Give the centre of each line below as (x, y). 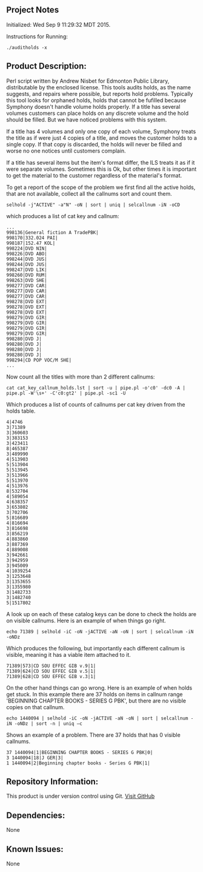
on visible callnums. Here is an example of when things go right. (86, 620)
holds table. (21, 411)
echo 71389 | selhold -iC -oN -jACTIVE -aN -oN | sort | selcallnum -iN (100, 631)
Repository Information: (52, 782)
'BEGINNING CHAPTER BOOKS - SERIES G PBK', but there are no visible (96, 701)
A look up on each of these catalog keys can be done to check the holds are (101, 614)
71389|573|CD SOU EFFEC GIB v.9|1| (51, 666)
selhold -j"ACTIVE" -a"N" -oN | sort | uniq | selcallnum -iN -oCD (93, 205)
